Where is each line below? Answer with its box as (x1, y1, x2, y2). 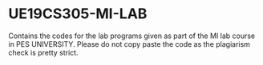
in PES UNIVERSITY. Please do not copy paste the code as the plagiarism (8, 39, 251, 48)
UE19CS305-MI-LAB (8, 5, 148, 23)
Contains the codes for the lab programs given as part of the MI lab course (8, 31, 255, 40)
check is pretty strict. (8, 48, 79, 57)
